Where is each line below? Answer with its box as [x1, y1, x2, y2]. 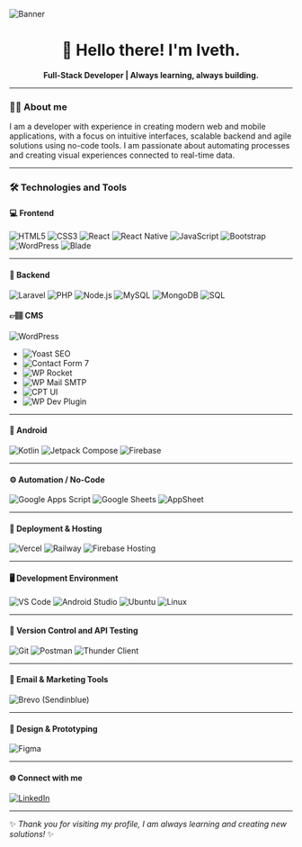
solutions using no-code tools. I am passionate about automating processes [9, 140, 290, 151]
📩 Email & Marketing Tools [9, 674, 109, 685]
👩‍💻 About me [9, 100, 67, 113]
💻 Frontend [9, 207, 55, 218]
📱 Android [9, 425, 48, 436]
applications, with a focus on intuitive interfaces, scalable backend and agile [9, 131, 292, 141]
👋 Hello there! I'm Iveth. [61, 41, 241, 60]
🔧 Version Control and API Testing [9, 626, 138, 636]
